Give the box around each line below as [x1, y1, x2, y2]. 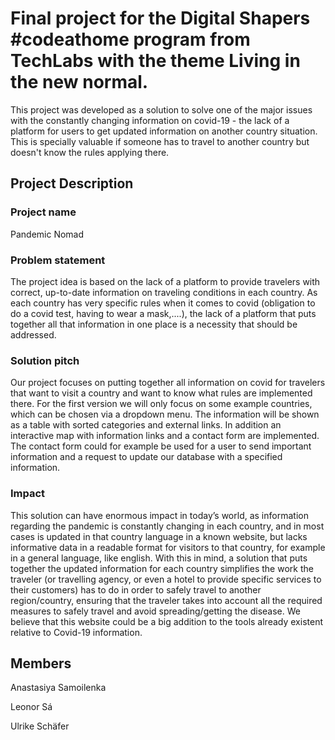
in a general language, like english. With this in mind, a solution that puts [10, 552, 308, 564]
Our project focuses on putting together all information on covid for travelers [10, 377, 326, 389]
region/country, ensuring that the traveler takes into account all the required [10, 594, 323, 606]
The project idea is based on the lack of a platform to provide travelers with [10, 275, 321, 287]
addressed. [10, 328, 57, 341]
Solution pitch [10, 353, 80, 367]
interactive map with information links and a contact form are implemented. [10, 430, 320, 442]
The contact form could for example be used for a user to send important [10, 440, 312, 452]
